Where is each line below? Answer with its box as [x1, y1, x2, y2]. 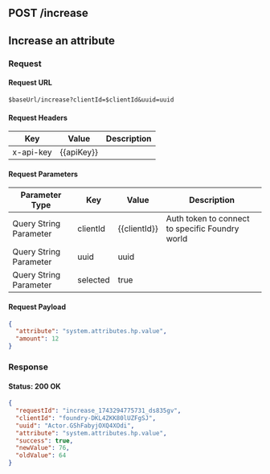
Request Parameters [8, 169, 79, 179]
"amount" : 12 [15, 335, 59, 343]
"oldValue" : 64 [15, 451, 67, 460]
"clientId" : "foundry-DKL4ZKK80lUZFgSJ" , [15, 414, 157, 422]
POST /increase [8, 6, 88, 20]
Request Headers [8, 113, 68, 122]
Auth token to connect [166, 213, 250, 225]
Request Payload [8, 302, 67, 311]
